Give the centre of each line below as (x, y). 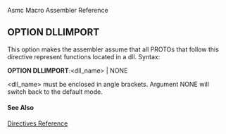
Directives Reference (38, 123)
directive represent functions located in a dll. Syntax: (84, 56)
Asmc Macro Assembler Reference (58, 10)
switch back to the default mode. (55, 92)
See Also (20, 108)
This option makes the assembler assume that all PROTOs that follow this (113, 49)
